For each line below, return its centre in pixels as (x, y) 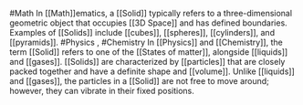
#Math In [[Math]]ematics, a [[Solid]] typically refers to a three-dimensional (151, 13)
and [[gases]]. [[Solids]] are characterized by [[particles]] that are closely (147, 62)
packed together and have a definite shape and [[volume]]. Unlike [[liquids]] (152, 71)
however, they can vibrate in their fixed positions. (102, 91)
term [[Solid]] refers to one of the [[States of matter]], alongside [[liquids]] (149, 52)
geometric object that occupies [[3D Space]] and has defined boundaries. (148, 23)
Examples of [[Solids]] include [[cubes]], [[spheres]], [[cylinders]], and (142, 32)
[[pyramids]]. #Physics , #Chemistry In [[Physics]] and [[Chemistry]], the (146, 42)
